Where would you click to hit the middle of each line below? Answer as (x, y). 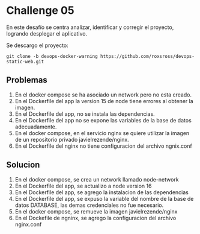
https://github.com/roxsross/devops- (147, 56)
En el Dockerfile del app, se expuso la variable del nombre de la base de (104, 198)
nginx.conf (28, 224)
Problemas (27, 80)
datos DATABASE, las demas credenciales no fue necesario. (89, 205)
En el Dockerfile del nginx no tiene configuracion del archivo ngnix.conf (103, 146)
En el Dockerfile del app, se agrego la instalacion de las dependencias (102, 192)
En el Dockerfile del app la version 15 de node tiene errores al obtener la (104, 101)
